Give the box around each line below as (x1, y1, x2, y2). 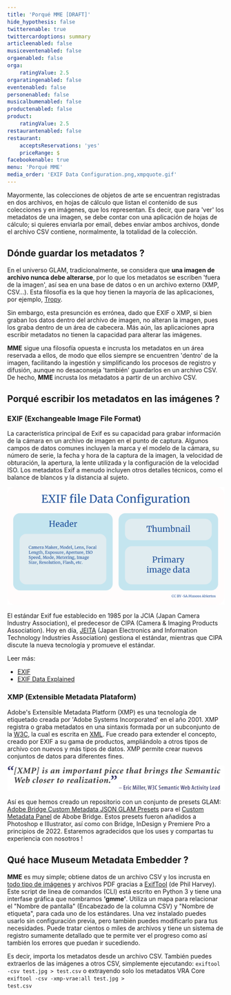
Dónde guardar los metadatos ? (7, 248, 145, 259)
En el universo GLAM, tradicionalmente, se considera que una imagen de (7, 265, 215, 274)
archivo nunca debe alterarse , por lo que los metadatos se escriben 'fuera (7, 273, 221, 281)
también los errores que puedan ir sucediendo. (7, 938, 141, 947)
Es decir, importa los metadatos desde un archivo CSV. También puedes (7, 952, 212, 960)
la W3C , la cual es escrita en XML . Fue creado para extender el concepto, (7, 730, 217, 738)
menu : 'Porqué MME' (7, 164, 63, 171)
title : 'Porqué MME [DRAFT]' (7, 11, 91, 18)
